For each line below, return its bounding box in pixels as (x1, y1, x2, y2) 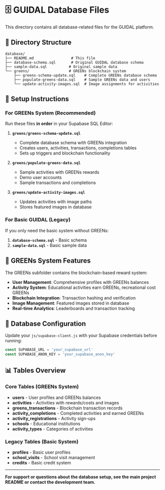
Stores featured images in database (19, 204, 92, 210)
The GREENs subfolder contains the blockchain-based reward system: (5, 270, 148, 276)
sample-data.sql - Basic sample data (12, 242, 87, 248)
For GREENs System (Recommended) (5, 110, 96, 117)
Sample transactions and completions (19, 180, 96, 185)
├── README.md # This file (5, 56, 96, 61)
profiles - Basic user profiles (12, 449, 71, 456)
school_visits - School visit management (12, 455, 95, 460)
